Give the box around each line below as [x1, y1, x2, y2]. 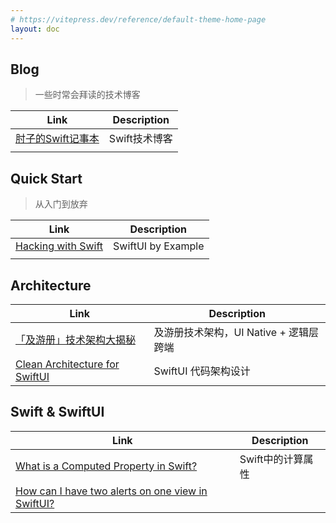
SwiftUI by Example [113, 239, 205, 253]
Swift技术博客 [108, 132, 173, 146]
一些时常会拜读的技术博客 [34, 89, 141, 101]
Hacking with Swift [15, 239, 104, 253]
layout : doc [10, 24, 60, 34]
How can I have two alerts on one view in [15, 484, 208, 498]
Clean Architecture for [15, 357, 120, 371]
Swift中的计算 [239, 452, 304, 466]
